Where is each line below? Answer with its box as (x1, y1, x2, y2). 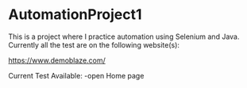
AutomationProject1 (8, 6, 142, 24)
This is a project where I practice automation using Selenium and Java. (8, 32, 240, 41)
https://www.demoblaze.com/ (8, 55, 106, 65)
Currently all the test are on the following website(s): (8, 40, 180, 49)
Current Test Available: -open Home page (8, 71, 145, 80)
